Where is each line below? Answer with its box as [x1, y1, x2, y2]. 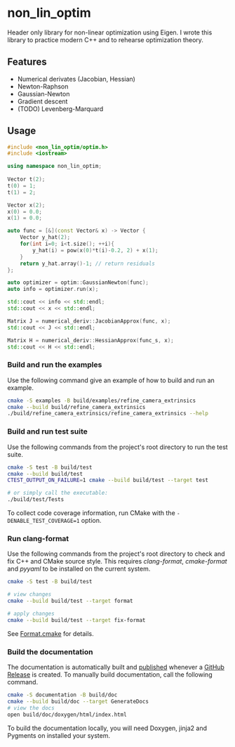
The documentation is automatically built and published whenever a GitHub [7, 663, 224, 671]
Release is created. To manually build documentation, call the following [7, 670, 213, 679]
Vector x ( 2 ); [7, 202, 46, 209]
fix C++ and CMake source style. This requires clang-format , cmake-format [7, 557, 227, 566]
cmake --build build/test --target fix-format [7, 616, 146, 623]
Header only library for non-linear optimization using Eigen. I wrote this [7, 28, 213, 37]
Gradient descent [17, 97, 68, 105]
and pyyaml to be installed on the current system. [7, 564, 151, 573]
